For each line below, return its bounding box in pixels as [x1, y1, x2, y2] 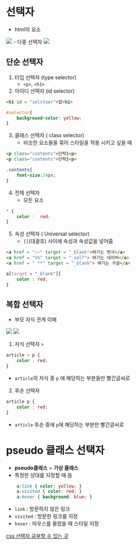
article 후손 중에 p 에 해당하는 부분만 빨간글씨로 [14, 421, 124, 428]
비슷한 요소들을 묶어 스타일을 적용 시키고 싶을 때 [23, 139, 132, 147]
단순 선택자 [6, 57, 44, 67]
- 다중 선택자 [13, 38, 43, 45]
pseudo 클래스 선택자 [6, 444, 105, 457]
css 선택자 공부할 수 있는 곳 [6, 533, 69, 540]
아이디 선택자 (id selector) [14, 87, 75, 94]
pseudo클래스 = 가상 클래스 [14, 464, 79, 471]
